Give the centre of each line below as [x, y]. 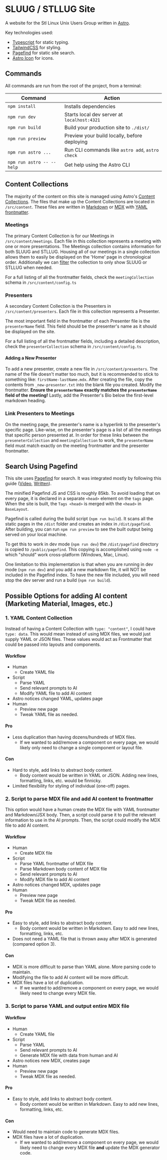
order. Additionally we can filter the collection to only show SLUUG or [76, 262]
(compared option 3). [34, 944]
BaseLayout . [17, 509]
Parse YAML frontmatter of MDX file [56, 864]
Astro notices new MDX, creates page [51, 1061]
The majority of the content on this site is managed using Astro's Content [80, 196]
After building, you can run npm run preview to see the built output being [79, 529]
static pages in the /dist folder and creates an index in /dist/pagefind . [78, 524]
